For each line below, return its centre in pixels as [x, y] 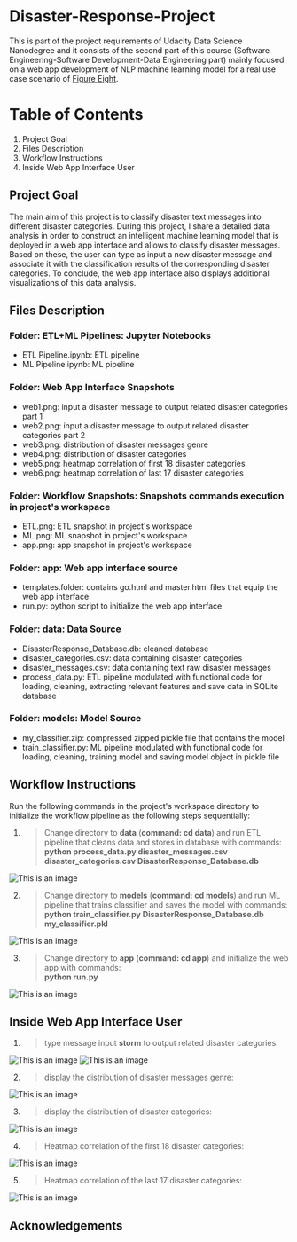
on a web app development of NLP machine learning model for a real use [143, 69]
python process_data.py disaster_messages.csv [136, 851]
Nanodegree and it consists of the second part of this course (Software [140, 50]
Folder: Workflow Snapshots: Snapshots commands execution [147, 496]
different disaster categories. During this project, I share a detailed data [140, 226]
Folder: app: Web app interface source [94, 568]
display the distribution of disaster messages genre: [139, 1077]
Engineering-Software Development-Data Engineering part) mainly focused [147, 59]
